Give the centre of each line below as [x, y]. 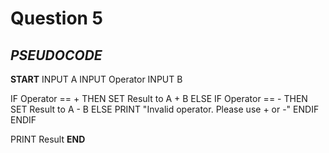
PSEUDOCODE [56, 55]
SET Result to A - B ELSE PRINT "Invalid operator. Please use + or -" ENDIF [165, 109]
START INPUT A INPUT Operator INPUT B [96, 79]
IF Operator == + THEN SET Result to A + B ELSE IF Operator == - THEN [159, 98]
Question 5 [57, 18]
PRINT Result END [48, 139]
